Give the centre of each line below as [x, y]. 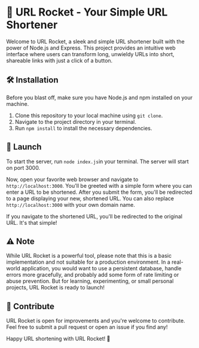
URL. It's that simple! [32, 222]
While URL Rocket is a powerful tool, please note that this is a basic [89, 256]
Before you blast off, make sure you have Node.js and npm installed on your [99, 97]
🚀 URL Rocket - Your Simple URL [87, 12]
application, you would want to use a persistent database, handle [101, 268]
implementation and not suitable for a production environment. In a [88, 262]
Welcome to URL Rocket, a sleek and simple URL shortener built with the [96, 41]
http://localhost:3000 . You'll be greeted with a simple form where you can [99, 185]
